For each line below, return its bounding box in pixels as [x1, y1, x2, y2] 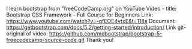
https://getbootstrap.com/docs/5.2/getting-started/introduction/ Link [6, 24, 176, 31]
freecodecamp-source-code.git [6, 37, 85, 43]
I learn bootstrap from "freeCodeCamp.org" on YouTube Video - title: [6, 5, 177, 12]
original [6, 30, 25, 37]
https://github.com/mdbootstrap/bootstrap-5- [49, 30, 163, 37]
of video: [26, 30, 48, 37]
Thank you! [86, 37, 114, 43]
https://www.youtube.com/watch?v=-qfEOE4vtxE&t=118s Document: [6, 18, 176, 24]
